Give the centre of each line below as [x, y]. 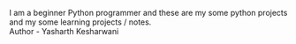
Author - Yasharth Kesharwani [64, 31]
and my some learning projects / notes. [80, 22]
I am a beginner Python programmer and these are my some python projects [148, 13]
